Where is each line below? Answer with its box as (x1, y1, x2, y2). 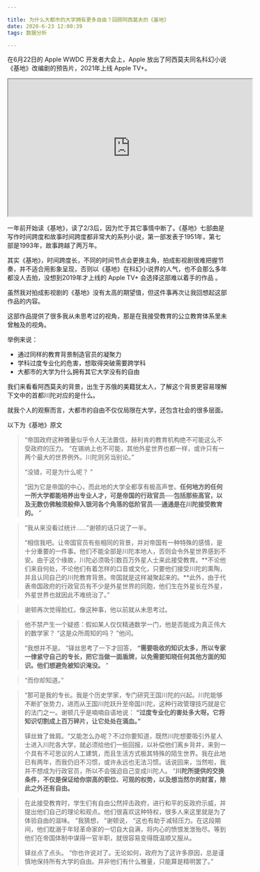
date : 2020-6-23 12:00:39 (7, 22, 82, 30)
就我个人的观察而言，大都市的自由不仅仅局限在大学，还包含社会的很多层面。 (7, 406, 227, 415)
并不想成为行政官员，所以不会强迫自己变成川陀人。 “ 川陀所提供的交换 (24, 767, 224, 775)
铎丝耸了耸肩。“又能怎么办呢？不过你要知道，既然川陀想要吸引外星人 (24, 732, 223, 740)
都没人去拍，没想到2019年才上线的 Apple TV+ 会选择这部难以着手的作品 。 (7, 273, 222, 282)
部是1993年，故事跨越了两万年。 (7, 241, 101, 250)
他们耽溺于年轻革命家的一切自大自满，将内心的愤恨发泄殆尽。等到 (36, 825, 227, 834)
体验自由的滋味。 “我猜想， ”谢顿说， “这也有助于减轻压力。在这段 (24, 816, 215, 825)
